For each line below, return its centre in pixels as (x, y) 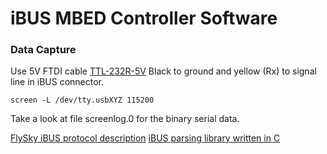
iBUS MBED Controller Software (144, 18)
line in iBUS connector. (57, 82)
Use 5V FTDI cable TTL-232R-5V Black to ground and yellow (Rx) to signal (163, 71)
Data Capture (43, 50)
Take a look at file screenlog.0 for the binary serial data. (125, 119)
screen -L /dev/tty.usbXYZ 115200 (82, 100)
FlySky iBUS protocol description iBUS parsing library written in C (145, 138)
